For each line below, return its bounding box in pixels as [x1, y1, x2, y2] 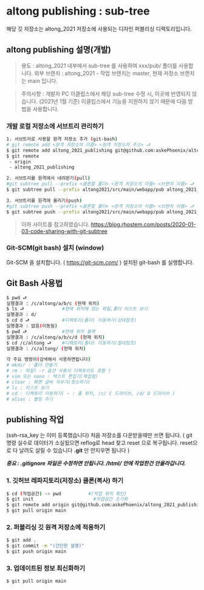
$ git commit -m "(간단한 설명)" [6, 543, 85, 549]
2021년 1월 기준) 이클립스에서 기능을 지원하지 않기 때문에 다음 [41, 97, 187, 105]
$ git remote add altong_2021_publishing [6, 147, 113, 153]
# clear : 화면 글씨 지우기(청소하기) [6, 379, 90, 385]
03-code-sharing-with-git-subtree [21, 227, 107, 235]
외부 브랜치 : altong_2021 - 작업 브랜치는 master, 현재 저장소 [34, 69, 179, 77]
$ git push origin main [6, 549, 67, 555]
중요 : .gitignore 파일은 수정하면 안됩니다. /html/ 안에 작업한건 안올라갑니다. [6, 460, 186, 467]
